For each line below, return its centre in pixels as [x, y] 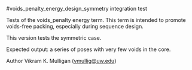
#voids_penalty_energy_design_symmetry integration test [77, 9]
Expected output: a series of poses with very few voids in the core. [89, 49]
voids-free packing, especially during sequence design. [75, 26]
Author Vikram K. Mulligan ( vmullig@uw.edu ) [61, 61]
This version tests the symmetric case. [54, 38]
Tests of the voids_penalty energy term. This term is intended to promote [96, 20]
